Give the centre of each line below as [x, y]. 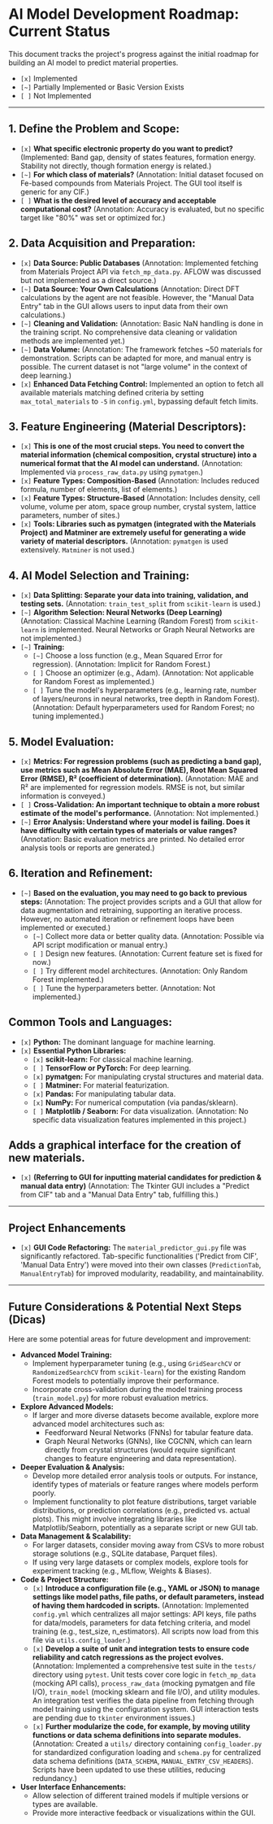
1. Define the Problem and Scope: [94, 129]
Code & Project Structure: [64, 1580]
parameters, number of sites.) [70, 515]
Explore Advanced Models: [67, 1407]
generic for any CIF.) [54, 191]
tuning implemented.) [68, 716]
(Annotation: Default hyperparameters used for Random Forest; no [143, 708]
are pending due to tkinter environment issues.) [114, 1718]
